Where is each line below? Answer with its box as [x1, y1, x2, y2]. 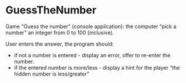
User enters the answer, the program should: [5, 40, 114, 47]
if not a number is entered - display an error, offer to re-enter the [13, 51, 171, 58]
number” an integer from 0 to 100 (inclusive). [5, 29, 114, 36]
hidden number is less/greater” [13, 70, 89, 77]
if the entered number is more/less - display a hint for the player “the [13, 64, 180, 71]
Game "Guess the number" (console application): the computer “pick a [5, 23, 177, 30]
